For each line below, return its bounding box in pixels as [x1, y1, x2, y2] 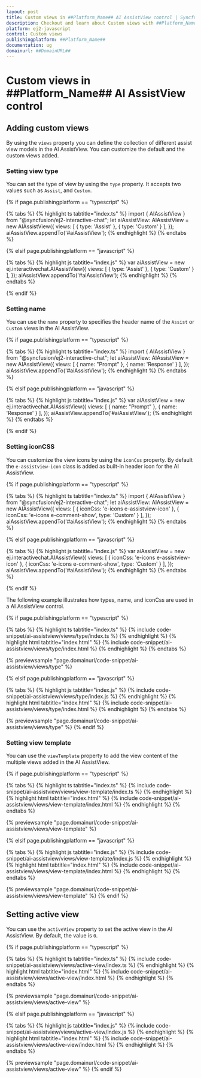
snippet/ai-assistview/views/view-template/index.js [6, 855, 133, 862]
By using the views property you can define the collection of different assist [6, 139, 193, 146]
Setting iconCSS [6, 443, 55, 451]
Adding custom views [6, 123, 89, 133]
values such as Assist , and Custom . [6, 187, 92, 194]
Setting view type [6, 166, 59, 175]
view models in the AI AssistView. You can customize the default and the [6, 145, 185, 153]
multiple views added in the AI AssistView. [6, 758, 110, 766]
